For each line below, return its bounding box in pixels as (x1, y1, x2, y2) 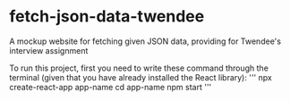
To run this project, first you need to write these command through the (9, 63, 269, 73)
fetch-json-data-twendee (9, 6, 205, 27)
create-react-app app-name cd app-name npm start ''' (9, 81, 212, 92)
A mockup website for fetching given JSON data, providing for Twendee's (9, 36, 282, 46)
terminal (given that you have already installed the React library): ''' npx (9, 72, 273, 82)
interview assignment (9, 45, 89, 55)
